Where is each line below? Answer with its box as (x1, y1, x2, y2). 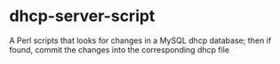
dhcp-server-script (9, 6, 156, 26)
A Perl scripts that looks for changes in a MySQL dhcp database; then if (9, 35, 272, 46)
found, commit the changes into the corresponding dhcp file (9, 44, 229, 54)
